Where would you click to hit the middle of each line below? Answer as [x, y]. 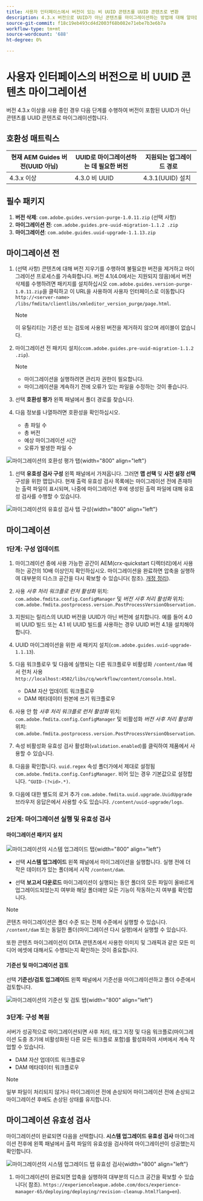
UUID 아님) [43, 166]
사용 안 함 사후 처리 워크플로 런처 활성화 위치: [68, 712]
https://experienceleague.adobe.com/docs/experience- [112, 1185]
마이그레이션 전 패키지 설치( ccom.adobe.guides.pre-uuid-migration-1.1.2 [104, 348]
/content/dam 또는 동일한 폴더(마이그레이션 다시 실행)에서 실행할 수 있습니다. [97, 930]
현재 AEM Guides [36, 157]
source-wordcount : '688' [37, 34]
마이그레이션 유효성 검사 [48, 1120]
